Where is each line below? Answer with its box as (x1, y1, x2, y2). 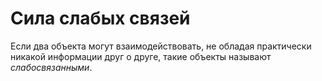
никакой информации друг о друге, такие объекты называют (10, 50, 272, 62)
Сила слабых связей (10, 7, 191, 30)
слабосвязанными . (10, 61, 93, 73)
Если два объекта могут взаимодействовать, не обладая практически (10, 40, 312, 52)
